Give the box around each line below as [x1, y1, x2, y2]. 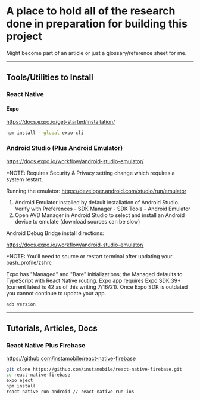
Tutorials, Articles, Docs [6, 323, 98, 333]
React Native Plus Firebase [6, 341, 86, 349]
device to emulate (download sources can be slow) [14, 218, 140, 225]
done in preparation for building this [6, 17, 187, 30]
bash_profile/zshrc [6, 259, 52, 266]
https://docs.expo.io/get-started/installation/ [6, 118, 115, 126]
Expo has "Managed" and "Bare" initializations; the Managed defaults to [6, 270, 183, 277]
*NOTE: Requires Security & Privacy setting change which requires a [6, 169, 175, 176]
